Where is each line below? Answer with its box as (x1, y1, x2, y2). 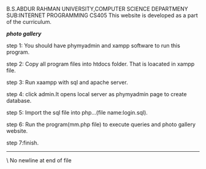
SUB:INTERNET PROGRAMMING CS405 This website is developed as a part (6, 12, 198, 19)
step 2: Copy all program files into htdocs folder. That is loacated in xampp (6, 61, 195, 67)
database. (6, 97, 32, 104)
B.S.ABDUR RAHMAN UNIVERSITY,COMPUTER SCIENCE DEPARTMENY (6, 6, 188, 12)
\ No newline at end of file (6, 157, 72, 164)
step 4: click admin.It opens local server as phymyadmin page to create (6, 91, 187, 97)
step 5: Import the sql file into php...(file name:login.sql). (6, 109, 148, 116)
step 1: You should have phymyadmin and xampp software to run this (6, 42, 181, 49)
